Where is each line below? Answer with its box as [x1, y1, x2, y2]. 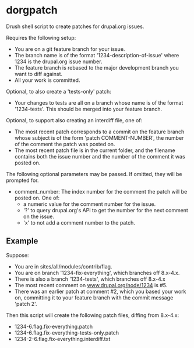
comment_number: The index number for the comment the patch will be [14, 188, 188, 195]
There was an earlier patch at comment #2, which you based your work [14, 288, 186, 295]
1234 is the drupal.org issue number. [14, 58, 103, 65]
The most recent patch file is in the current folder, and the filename [14, 147, 176, 154]
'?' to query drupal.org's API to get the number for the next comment [23, 206, 188, 213]
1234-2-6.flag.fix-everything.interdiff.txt [14, 335, 111, 342]
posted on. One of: [14, 194, 60, 201]
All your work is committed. [14, 77, 80, 84]
